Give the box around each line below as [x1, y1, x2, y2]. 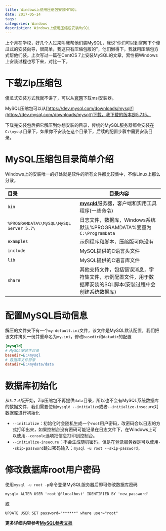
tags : [5, 16, 16, 21]
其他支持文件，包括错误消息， [80, 266, 149, 273]
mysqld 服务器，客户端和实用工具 [80, 200, 157, 207]
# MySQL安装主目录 [5, 348, 40, 353]
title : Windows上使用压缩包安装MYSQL [5, 7, 77, 12]
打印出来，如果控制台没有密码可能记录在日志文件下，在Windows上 [16, 426, 153, 432]
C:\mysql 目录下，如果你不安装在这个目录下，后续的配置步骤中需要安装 [5, 128, 149, 134]
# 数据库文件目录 [5, 357, 36, 362]
